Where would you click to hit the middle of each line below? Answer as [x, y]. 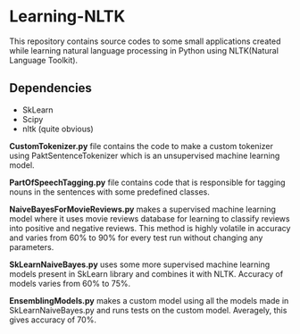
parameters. [32, 246]
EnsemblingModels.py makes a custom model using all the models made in [149, 300]
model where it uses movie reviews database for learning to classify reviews [150, 218]
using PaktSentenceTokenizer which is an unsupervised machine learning [145, 155]
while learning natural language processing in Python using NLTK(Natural [144, 50]
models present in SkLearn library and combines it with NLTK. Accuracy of [146, 273]
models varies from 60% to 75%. [70, 283]
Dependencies [50, 88]
